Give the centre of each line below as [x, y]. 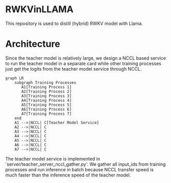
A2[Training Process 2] [46, 91]
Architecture [33, 44]
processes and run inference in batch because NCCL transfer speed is [80, 169]
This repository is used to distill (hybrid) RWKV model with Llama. [74, 23]
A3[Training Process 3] [46, 96]
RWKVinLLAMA [40, 9]
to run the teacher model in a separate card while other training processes [83, 63]
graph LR [15, 78]
